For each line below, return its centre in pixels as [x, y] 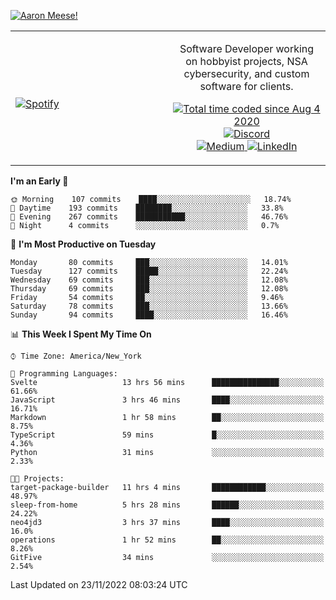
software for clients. [246, 86]
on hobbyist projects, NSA [246, 61]
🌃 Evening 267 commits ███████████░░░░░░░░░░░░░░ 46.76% [149, 217]
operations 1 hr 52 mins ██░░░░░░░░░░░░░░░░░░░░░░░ [167, 540]
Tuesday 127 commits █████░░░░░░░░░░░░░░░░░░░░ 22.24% [149, 271]
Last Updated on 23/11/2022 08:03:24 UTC [99, 584]
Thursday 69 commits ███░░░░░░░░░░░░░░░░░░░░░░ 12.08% [149, 289]
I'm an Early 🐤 [39, 181]
